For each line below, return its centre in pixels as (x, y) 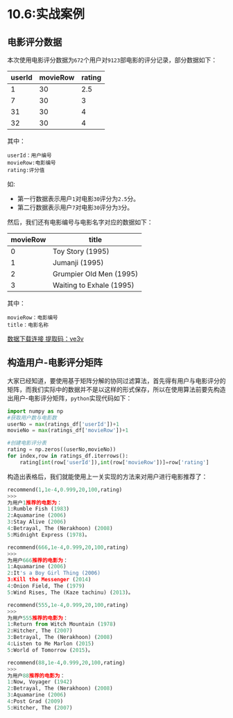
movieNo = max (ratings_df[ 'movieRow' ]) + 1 (68, 431)
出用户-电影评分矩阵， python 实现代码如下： (70, 398)
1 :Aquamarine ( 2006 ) (37, 567)
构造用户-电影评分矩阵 (55, 362)
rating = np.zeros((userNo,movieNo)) (62, 450)
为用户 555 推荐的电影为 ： (38, 618)
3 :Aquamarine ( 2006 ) (37, 695)
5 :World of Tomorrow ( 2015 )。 (50, 650)
